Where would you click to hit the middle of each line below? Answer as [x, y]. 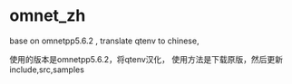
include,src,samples [47, 70]
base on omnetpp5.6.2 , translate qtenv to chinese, [104, 41]
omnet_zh [48, 16]
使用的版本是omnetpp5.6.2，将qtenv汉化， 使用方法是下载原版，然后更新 [146, 59]
